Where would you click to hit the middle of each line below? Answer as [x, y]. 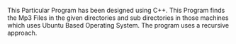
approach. [22, 33]
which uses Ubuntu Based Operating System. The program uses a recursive [118, 25]
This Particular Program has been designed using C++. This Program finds [116, 10]
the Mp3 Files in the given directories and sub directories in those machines [118, 18]
